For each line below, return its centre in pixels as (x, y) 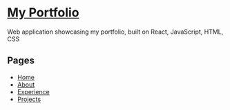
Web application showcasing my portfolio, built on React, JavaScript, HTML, (115, 32)
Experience (33, 91)
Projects (29, 99)
